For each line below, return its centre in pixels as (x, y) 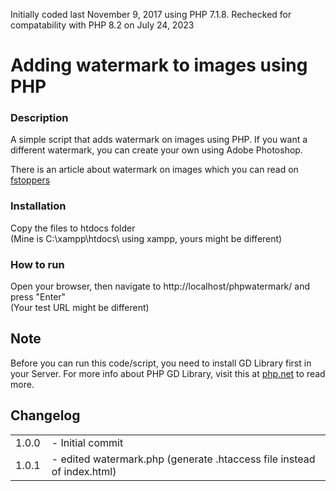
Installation (38, 206)
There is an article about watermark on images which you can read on (154, 170)
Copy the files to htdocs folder (73, 228)
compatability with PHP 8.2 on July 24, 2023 (102, 25)
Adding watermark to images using (159, 65)
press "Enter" (38, 297)
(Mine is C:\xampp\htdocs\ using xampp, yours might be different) (146, 238)
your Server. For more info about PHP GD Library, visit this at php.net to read (168, 373)
